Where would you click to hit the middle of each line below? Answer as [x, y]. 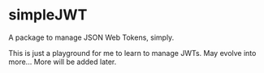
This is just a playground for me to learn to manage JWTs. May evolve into [132, 53]
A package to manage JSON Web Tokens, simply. [91, 37]
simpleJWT [48, 15]
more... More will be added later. [63, 62]
